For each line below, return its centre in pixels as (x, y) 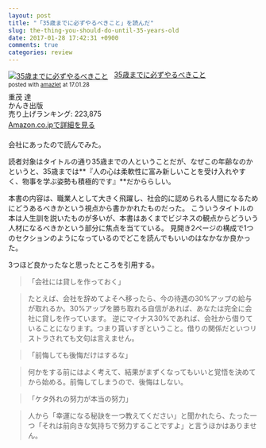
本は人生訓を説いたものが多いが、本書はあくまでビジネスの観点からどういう (133, 218)
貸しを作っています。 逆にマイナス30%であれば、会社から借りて (147, 319)
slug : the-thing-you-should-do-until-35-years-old (94, 30)
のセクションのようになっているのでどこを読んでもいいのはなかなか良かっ (129, 238)
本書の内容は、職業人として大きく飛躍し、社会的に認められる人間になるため (133, 199)
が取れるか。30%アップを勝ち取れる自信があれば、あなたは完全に (136, 309)
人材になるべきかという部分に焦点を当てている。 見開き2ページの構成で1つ (131, 228)
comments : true (33, 45)
